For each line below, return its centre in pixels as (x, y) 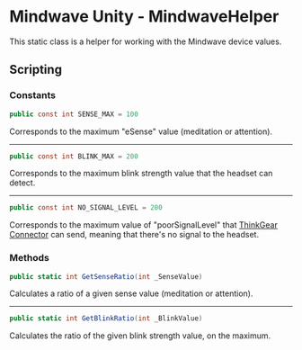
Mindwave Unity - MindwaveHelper (144, 17)
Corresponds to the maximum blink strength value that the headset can (141, 174)
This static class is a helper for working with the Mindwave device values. (146, 41)
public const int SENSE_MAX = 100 (74, 114)
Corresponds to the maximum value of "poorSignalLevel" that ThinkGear (144, 225)
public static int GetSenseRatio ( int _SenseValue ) (106, 276)
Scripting (36, 70)
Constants (33, 95)
